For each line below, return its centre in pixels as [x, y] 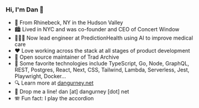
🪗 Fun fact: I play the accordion [54, 98]
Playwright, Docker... [40, 76]
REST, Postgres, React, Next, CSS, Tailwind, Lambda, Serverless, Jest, [102, 70]
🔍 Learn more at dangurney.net [54, 83]
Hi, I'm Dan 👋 [25, 10]
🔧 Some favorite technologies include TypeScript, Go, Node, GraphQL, [102, 64]
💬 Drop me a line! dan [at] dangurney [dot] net [72, 92]
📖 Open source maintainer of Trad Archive [67, 57]
